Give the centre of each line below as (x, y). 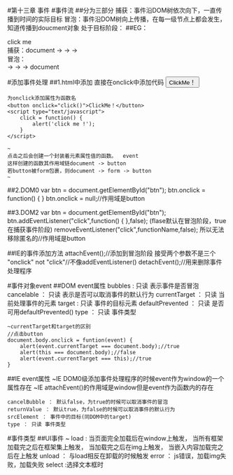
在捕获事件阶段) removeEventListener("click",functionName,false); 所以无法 (116, 229)
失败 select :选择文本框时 (68, 464)
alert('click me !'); (64, 124)
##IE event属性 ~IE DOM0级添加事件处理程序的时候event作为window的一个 (116, 379)
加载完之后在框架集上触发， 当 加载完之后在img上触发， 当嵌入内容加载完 (113, 447)
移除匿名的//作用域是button (47, 238)
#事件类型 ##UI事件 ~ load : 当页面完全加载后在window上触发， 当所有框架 (115, 438)
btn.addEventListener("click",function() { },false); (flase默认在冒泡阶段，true (117, 221)
